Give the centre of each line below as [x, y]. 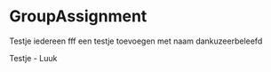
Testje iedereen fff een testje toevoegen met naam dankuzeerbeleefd [136, 41]
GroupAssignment [78, 16]
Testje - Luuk [33, 58]
